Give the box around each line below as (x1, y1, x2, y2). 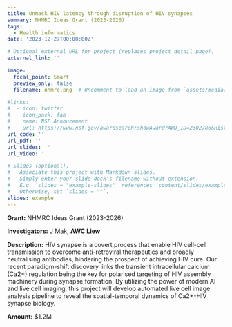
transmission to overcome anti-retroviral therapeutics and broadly (7, 248, 195, 256)
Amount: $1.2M (7, 312, 52, 321)
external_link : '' (7, 54, 60, 62)
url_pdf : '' (7, 137, 41, 144)
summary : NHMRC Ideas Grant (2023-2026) (7, 17, 126, 23)
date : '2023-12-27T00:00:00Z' (7, 36, 95, 43)
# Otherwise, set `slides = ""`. (7, 188, 110, 195)
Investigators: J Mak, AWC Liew (7, 227, 101, 235)
